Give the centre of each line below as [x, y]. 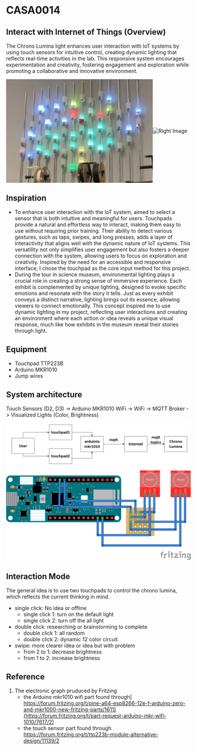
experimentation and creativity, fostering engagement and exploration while [98, 65]
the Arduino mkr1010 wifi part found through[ [78, 697]
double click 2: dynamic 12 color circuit [71, 639]
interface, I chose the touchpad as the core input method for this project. [102, 269]
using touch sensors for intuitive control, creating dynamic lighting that [91, 52]
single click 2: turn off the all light [64, 621]
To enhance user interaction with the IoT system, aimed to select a [95, 212]
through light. [31, 331]
